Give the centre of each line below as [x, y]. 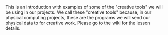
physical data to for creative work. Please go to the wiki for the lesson [78, 23]
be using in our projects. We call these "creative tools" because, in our [78, 12]
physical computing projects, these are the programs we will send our [78, 17]
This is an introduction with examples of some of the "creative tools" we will [84, 7]
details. [13, 28]
